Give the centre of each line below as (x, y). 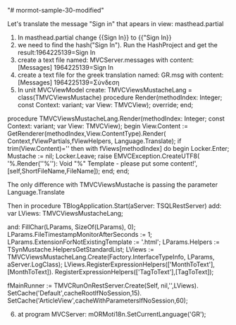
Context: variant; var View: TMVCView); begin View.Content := (98, 126)
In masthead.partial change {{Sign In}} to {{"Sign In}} (94, 37)
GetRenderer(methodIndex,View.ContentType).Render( (87, 134)
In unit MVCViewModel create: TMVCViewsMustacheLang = (105, 90)
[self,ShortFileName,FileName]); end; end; (68, 171)
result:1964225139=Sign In (56, 53)
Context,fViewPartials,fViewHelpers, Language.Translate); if (94, 141)
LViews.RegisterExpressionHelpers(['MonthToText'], (139, 264)
